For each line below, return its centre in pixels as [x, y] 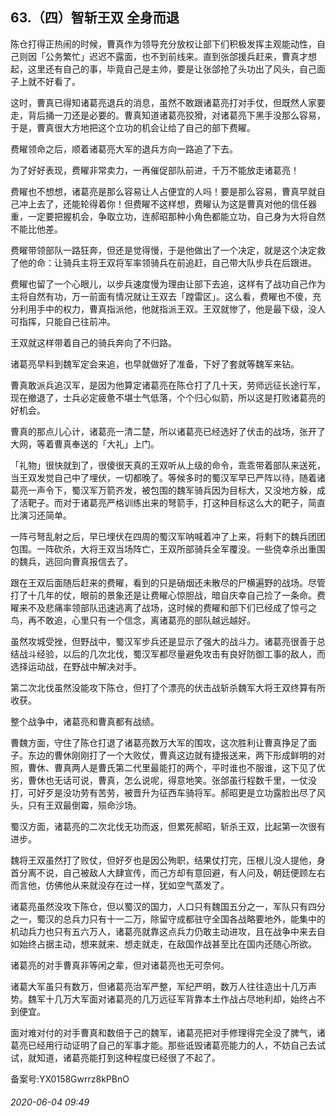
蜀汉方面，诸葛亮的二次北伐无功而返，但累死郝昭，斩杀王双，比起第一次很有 [168, 826]
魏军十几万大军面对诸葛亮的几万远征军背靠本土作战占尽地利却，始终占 [172, 999]
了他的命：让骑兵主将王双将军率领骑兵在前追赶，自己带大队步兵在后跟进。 [163, 262]
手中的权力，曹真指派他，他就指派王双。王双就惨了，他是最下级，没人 [181, 309]
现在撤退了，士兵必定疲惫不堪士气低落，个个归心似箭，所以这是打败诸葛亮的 [168, 397]
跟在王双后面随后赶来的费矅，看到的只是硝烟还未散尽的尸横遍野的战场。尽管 [168, 582]
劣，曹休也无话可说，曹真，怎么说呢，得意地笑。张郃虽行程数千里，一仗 [159, 780]
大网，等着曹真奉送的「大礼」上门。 [85, 444]
